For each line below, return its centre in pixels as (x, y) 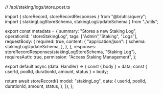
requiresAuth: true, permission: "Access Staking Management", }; (71, 57)
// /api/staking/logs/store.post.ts (37, 7)
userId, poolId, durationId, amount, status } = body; (57, 72)
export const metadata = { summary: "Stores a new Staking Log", (71, 31)
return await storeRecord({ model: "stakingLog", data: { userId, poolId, (76, 81)
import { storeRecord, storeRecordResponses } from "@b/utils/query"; (76, 16)
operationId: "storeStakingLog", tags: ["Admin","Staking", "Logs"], (71, 36)
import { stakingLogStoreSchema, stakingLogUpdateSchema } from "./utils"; (82, 22)
